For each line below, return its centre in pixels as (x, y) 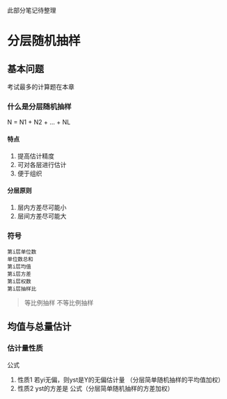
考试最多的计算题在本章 (41, 87)
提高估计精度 (36, 156)
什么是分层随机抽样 (39, 107)
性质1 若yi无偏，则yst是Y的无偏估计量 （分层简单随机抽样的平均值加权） (120, 380)
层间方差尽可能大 (42, 216)
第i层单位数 (22, 252)
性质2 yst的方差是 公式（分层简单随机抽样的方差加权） (95, 388)
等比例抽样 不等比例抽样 (59, 303)
